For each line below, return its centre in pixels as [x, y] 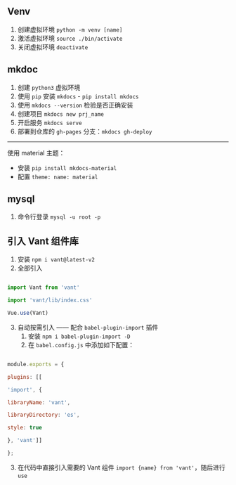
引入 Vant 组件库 [43, 241]
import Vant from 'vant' [44, 287]
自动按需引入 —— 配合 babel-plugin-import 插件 [88, 327]
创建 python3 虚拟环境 [49, 87]
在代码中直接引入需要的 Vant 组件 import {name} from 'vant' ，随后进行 [122, 467]
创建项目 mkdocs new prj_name [60, 114]
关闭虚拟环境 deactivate [53, 47]
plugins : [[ [25, 377]
